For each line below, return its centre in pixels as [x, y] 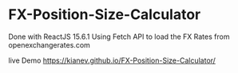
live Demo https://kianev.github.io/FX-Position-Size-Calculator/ [112, 60]
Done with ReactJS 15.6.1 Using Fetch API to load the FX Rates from [119, 36]
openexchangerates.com [49, 44]
